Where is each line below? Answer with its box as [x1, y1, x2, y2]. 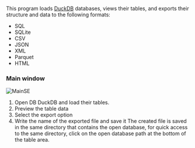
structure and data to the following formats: [6, 11, 111, 18]
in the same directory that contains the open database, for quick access [14, 124, 188, 131]
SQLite [14, 29, 31, 36]
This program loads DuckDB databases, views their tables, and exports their [6, 5, 189, 12]
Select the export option [14, 111, 73, 119]
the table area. [14, 136, 50, 143]
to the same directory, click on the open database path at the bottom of [14, 130, 187, 137]
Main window [6, 74, 45, 82]
